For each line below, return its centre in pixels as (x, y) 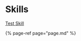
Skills (17, 9)
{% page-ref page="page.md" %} (41, 33)
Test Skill (15, 23)
